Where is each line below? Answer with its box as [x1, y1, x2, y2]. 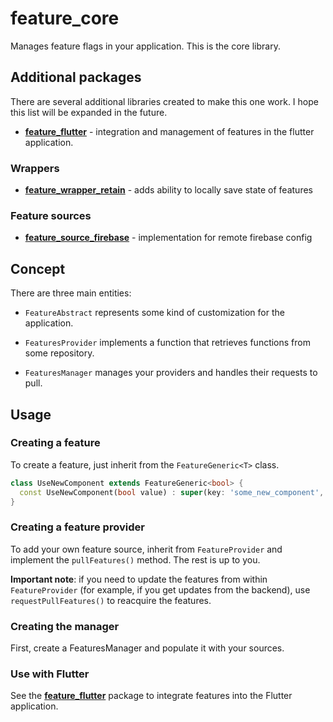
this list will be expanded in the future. [10, 106, 168, 118]
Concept [10, 260, 66, 277]
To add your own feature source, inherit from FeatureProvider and [10, 543, 283, 555]
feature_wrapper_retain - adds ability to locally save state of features [24, 184, 313, 196]
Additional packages [10, 69, 142, 86]
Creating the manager [10, 619, 120, 633]
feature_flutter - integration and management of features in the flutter [24, 125, 315, 137]
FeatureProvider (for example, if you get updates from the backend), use [10, 583, 311, 596]
